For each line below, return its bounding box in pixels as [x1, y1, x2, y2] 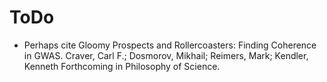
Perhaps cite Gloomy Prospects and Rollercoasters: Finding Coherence [23, 39, 317, 51]
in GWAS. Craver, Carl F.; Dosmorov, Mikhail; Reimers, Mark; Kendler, [23, 49, 309, 61]
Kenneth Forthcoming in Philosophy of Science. [23, 60, 221, 72]
